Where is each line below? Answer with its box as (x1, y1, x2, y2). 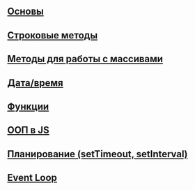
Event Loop (7, 172, 58, 184)
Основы (7, 6, 44, 17)
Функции (7, 101, 49, 112)
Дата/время (7, 77, 64, 89)
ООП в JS (7, 124, 50, 136)
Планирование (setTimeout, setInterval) (7, 148, 188, 160)
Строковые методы (7, 29, 98, 41)
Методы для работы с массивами (7, 53, 164, 65)
